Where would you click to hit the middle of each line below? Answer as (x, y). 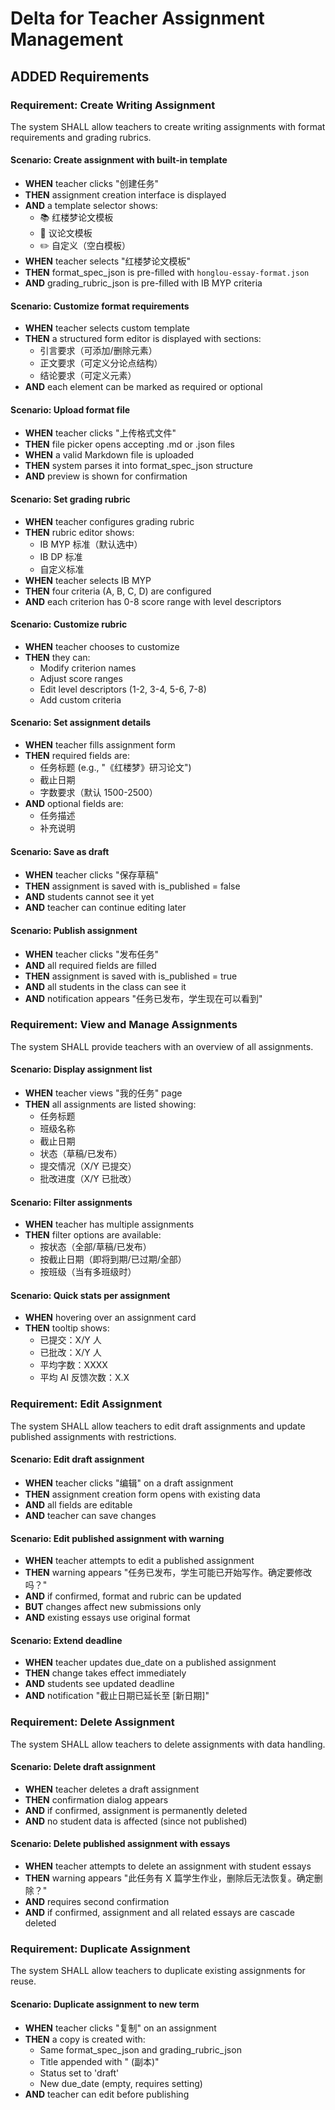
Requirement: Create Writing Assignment (113, 105)
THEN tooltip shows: (67, 1328)
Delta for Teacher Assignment (137, 18)
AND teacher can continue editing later (105, 908)
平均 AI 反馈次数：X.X (84, 1378)
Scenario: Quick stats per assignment (90, 1295)
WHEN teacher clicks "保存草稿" (91, 875)
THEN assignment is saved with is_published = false (132, 886)
